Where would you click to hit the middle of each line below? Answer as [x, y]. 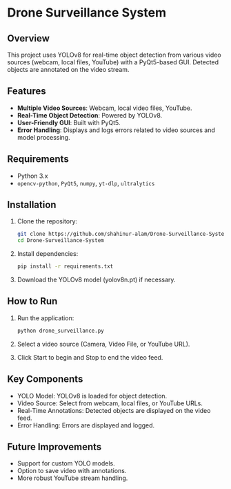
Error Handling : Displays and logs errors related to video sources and [116, 130]
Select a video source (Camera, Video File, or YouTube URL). [103, 344]
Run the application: [46, 318]
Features [27, 91]
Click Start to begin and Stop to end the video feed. [90, 357]
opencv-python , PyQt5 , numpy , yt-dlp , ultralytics [86, 183]
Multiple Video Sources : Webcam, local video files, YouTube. [104, 108]
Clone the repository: [47, 221]
